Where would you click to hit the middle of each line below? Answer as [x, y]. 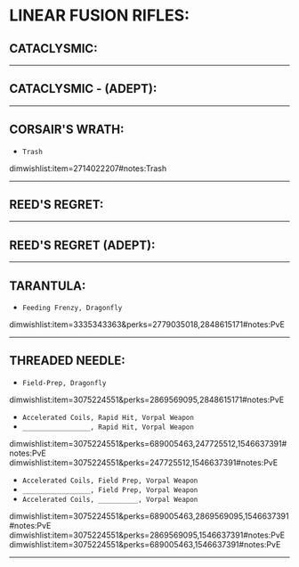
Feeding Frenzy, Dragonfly [72, 308]
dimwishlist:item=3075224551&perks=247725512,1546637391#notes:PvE [144, 462]
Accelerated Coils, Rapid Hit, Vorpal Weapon [108, 417]
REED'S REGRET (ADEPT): [82, 245]
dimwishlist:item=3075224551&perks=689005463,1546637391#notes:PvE [145, 544]
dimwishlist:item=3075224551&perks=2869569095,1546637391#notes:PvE [147, 535]
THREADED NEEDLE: [68, 361]
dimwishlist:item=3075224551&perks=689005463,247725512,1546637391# [148, 443]
